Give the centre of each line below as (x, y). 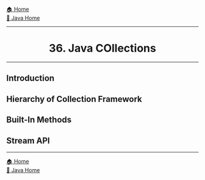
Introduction (31, 78)
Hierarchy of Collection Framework (74, 99)
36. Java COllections (103, 49)
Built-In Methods (39, 120)
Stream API (28, 141)
